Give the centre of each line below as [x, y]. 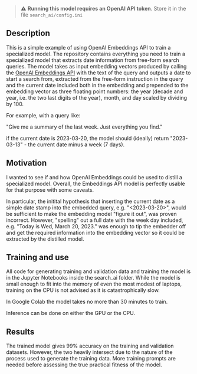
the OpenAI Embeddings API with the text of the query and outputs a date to [98, 73]
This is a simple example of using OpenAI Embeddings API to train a [88, 47]
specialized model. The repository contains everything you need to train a [96, 54]
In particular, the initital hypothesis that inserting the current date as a [91, 201]
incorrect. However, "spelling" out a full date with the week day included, [95, 220]
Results [20, 332]
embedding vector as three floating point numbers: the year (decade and [95, 91]
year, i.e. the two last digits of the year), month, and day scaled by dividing [97, 97]
